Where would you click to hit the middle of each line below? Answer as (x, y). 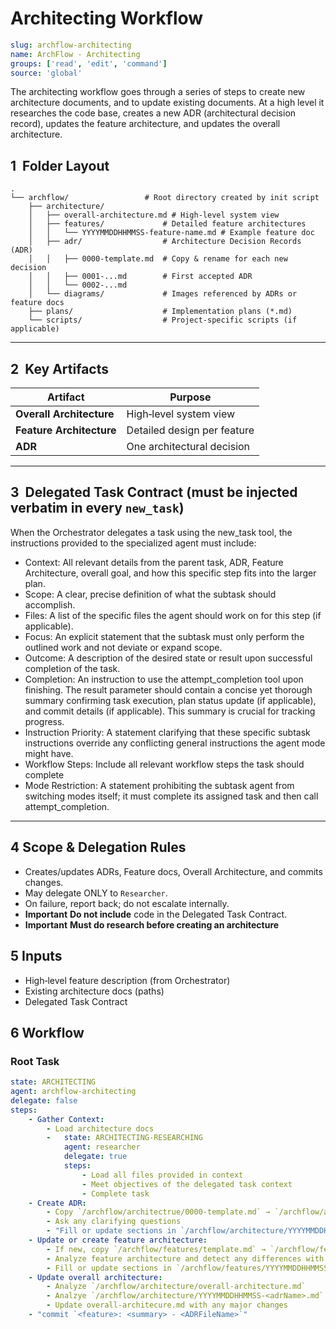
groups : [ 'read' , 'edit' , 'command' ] (89, 63)
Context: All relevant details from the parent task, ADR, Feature (154, 562)
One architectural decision (188, 447)
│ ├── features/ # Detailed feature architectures (167, 224)
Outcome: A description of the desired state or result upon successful (168, 658)
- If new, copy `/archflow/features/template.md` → (156, 1249)
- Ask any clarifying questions (114, 1222)
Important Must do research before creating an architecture (152, 924)
